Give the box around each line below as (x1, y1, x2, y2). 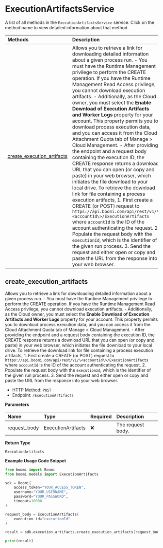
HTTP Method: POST (12, 387, 52, 393)
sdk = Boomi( (5, 480, 32, 485)
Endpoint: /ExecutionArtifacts (12, 392, 74, 398)
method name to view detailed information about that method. (5, 24, 129, 30)
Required (90, 413, 112, 420)
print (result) (5, 539, 34, 544)
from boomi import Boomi (5, 467, 55, 472)
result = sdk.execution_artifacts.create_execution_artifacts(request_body (5, 530, 162, 535)
